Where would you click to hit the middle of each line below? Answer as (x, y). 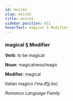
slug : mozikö (18, 14)
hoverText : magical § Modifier (37, 28)
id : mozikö (16, 10)
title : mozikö (19, 19)
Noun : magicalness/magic (31, 65)
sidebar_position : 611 (28, 23)
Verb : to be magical (25, 55)
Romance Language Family (33, 93)
